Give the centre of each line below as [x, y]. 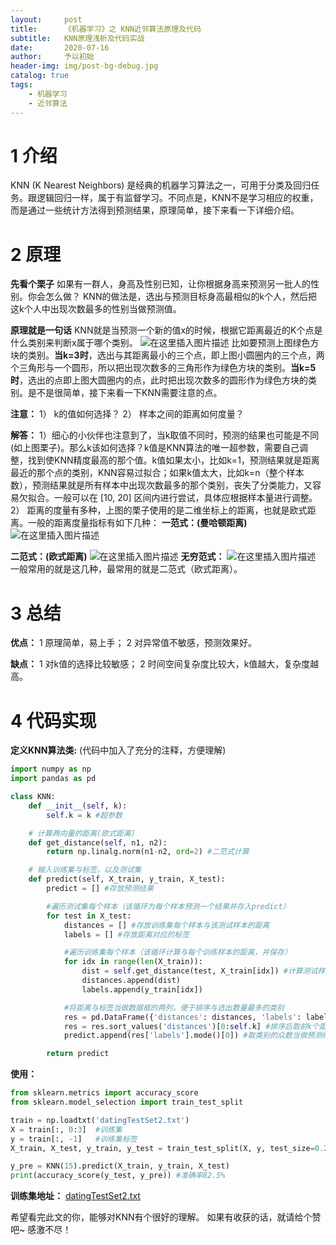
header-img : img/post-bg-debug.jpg [84, 66]
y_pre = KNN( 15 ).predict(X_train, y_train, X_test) [120, 1166]
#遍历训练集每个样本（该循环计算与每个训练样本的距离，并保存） [177, 952]
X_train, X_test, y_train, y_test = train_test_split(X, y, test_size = [162, 1148]
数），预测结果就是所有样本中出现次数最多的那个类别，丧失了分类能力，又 [161, 485]
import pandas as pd [53, 779]
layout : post [46, 19]
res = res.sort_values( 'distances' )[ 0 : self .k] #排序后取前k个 [191, 1026]
